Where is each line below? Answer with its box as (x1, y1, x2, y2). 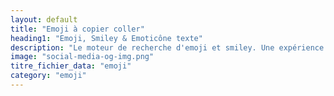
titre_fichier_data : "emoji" (10, 61, 132, 71)
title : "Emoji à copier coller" (10, 24, 145, 34)
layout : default (10, 14, 78, 25)
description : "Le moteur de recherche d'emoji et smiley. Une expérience (10, 42, 325, 53)
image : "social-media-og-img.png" (10, 52, 155, 62)
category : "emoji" (10, 71, 87, 81)
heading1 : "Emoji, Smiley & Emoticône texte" (10, 33, 203, 43)
